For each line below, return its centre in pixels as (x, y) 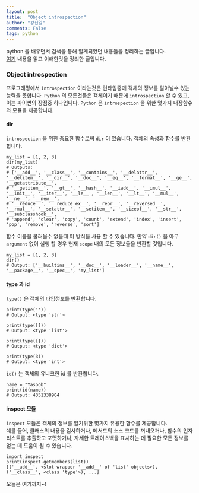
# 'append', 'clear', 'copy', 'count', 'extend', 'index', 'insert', (94, 219)
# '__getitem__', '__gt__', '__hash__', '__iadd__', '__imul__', (89, 188)
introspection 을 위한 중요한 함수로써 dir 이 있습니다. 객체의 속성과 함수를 (93, 138)
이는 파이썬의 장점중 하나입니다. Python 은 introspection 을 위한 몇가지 (89, 103)
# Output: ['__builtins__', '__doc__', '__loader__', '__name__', (90, 265)
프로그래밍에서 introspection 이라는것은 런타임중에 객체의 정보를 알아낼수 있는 (98, 88)
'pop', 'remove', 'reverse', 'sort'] (53, 224)
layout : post (22, 12)
